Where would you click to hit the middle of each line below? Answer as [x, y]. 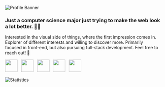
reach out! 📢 [17, 53]
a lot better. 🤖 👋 [23, 26]
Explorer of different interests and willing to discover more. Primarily [74, 42]
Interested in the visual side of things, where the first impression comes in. [81, 37]
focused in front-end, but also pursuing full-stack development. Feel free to [82, 48]
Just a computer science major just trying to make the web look [82, 20]
